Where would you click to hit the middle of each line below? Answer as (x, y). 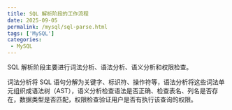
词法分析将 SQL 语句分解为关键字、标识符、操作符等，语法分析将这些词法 (113, 82)
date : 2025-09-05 (32, 20)
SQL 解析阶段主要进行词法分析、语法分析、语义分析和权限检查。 (100, 67)
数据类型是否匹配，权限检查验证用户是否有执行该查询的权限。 (108, 99)
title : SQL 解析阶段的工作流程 (48, 14)
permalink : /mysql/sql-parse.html (58, 27)
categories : (24, 40)
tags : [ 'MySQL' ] (31, 33)
